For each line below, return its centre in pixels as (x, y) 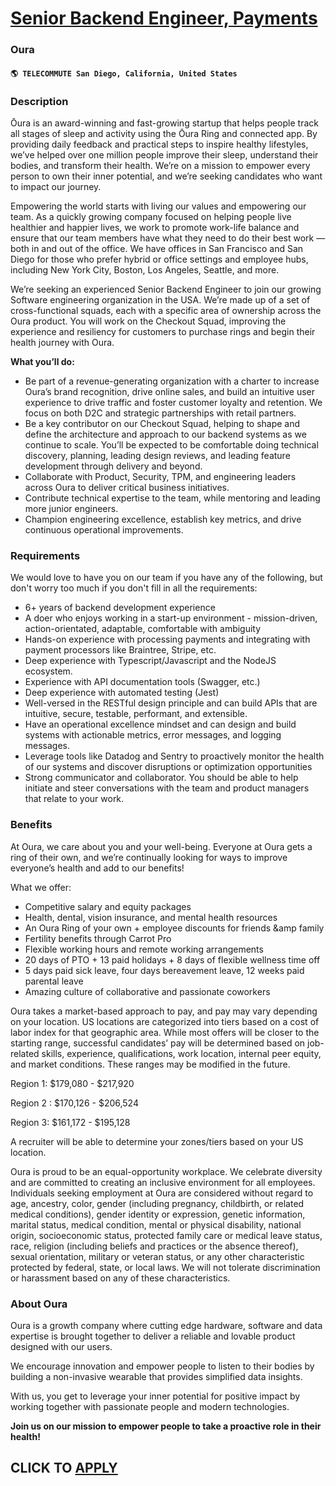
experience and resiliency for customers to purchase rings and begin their (163, 331)
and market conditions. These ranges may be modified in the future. (150, 1064)
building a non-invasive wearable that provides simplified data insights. (156, 1376)
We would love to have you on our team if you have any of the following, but (166, 578)
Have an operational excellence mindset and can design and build (160, 724)
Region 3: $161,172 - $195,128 (70, 1122)
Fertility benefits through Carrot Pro (98, 938)
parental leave (54, 981)
